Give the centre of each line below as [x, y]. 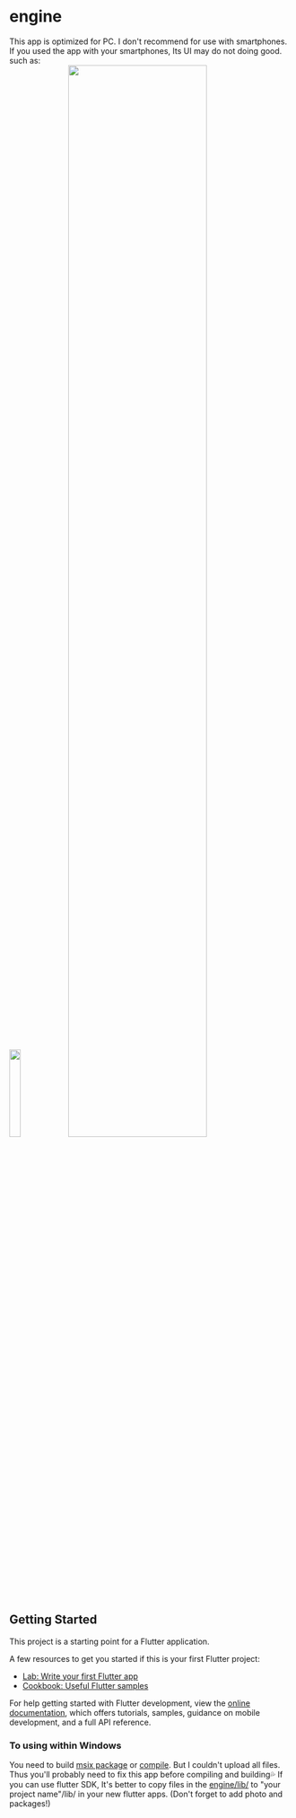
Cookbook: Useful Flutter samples [85, 1685]
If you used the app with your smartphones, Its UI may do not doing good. [146, 50]
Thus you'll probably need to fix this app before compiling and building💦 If [146, 1775]
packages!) [30, 1804]
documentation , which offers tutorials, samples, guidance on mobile [135, 1712]
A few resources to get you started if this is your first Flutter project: [135, 1658]
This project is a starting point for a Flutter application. [109, 1641]
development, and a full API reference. [80, 1722]
